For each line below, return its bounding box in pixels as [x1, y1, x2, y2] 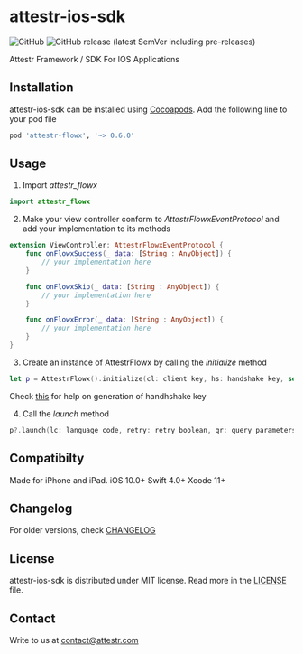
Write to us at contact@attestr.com [9, 634, 139, 645]
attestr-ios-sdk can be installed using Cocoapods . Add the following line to [9, 104, 288, 115]
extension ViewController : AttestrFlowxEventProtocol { [9, 241, 224, 250]
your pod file [9, 113, 57, 124]
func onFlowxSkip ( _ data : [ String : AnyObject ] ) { [25, 282, 220, 291]
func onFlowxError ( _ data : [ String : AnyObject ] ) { [25, 315, 224, 324]
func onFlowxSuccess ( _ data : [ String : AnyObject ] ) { [25, 249, 232, 258]
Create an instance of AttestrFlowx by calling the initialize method [22, 357, 268, 368]
